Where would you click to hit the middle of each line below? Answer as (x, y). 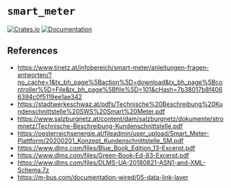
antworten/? (34, 74)
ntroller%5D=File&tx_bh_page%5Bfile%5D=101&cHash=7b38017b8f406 (120, 89)
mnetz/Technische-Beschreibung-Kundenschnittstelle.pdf (100, 126)
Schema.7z (33, 169)
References (33, 51)
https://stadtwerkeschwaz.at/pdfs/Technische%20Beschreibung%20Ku (120, 104)
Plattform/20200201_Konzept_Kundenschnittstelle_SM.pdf (100, 140)
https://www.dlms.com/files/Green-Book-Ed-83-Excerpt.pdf (103, 155)
